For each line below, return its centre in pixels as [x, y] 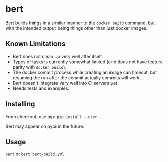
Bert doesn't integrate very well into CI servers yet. [65, 83]
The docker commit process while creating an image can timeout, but [85, 72]
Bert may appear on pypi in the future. [45, 126]
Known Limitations [35, 44]
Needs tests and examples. [41, 88]
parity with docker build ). [39, 67]
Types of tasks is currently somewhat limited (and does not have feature [88, 62]
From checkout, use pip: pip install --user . [53, 116]
